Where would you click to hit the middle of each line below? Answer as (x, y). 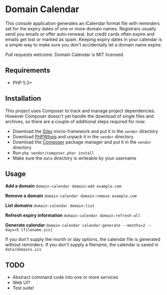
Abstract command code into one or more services (65, 277)
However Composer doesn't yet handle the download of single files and (79, 116)
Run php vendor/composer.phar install (53, 153)
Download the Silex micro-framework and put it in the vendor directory (85, 131)
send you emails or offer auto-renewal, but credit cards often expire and (80, 34)
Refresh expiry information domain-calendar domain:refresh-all (73, 215)
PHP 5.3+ (22, 82)
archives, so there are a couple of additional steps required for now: (75, 121)
